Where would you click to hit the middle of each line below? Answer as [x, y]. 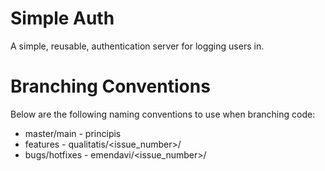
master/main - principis [73, 133]
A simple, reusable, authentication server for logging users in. [137, 46]
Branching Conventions [110, 86]
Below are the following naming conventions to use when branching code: [163, 114]
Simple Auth [62, 18]
